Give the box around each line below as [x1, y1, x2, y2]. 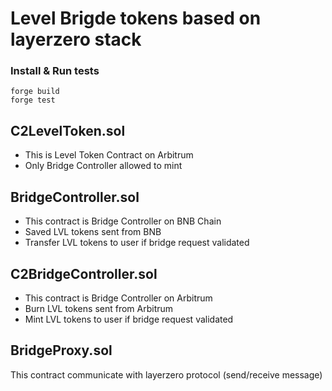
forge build [10, 87, 60, 97]
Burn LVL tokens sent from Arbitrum [24, 302, 174, 314]
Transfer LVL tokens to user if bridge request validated [24, 237, 250, 249]
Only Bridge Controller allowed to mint [24, 160, 183, 172]
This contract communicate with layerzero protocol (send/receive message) [10, 368, 323, 381]
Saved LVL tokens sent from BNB [24, 226, 162, 238]
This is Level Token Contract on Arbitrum [24, 149, 194, 161]
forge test [10, 95, 56, 106]
